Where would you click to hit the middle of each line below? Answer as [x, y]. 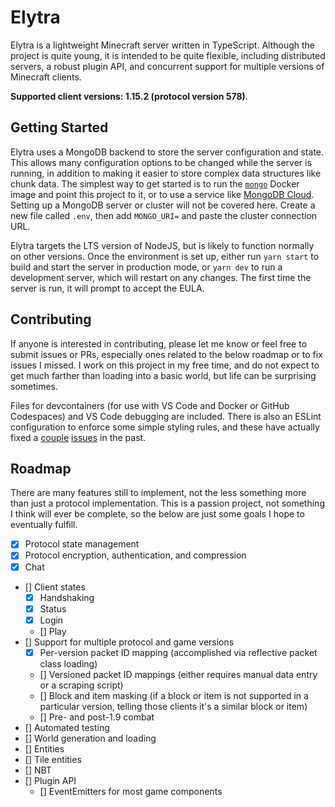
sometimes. [34, 386]
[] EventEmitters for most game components [131, 791]
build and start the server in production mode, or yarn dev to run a [146, 267]
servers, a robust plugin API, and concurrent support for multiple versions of [167, 66]
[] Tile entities [53, 759]
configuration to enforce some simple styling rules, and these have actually [165, 427]
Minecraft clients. [46, 77]
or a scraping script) [81, 685]
